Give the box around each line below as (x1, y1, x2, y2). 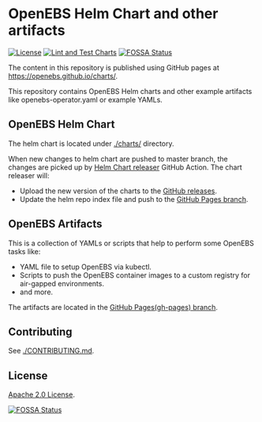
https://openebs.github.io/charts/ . (8, 71, 118, 80)
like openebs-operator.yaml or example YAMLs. (8, 95, 163, 104)
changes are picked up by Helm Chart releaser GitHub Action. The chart (8, 162, 242, 172)
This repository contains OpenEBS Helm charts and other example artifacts (8, 86, 253, 95)
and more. (19, 287, 54, 297)
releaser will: (8, 170, 50, 180)
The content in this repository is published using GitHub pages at (8, 62, 219, 72)
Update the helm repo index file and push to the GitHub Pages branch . (19, 194, 249, 204)
